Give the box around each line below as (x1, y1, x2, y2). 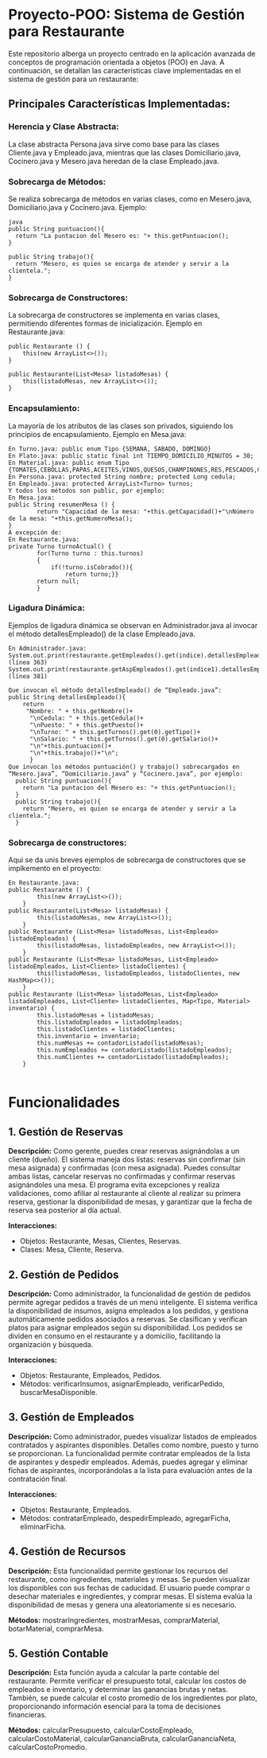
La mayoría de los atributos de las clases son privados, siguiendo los (8, 420, 234, 431)
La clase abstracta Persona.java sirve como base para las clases (8, 139, 220, 149)
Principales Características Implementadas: (8, 97, 230, 111)
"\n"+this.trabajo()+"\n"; (29, 748, 119, 757)
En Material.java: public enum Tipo (8, 459, 130, 467)
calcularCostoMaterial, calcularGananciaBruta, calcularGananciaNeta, (8, 1734, 237, 1744)
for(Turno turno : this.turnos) (37, 549, 145, 557)
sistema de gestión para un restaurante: (8, 74, 139, 84)
